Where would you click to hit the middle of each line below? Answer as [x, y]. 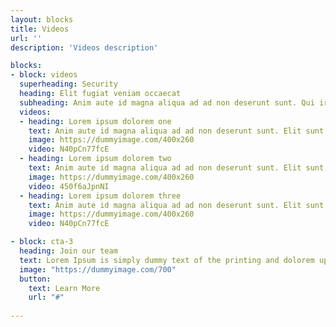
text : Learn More [64, 288]
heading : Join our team [68, 251]
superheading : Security [68, 84]
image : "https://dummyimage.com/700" [98, 269]
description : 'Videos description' [84, 47]
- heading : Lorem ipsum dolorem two [95, 159]
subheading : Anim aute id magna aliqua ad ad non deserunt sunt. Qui [167, 102]
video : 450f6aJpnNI [69, 186]
